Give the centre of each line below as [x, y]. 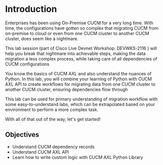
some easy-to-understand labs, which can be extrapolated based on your [80, 104]
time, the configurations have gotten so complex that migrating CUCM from [82, 28]
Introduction [31, 9]
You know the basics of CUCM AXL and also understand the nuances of [78, 73]
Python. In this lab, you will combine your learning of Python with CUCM [79, 79]
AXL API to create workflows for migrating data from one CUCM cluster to [80, 84]
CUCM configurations [27, 64]
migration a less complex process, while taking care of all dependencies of [81, 58]
